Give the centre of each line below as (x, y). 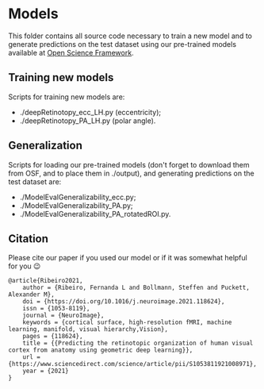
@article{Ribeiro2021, (46, 281)
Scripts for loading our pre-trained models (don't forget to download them (129, 164)
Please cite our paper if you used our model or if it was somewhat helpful (128, 258)
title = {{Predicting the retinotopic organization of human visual (138, 343)
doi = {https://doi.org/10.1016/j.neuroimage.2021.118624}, (124, 302)
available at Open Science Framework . (71, 52)
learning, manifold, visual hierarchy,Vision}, (88, 329)
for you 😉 (25, 266)
